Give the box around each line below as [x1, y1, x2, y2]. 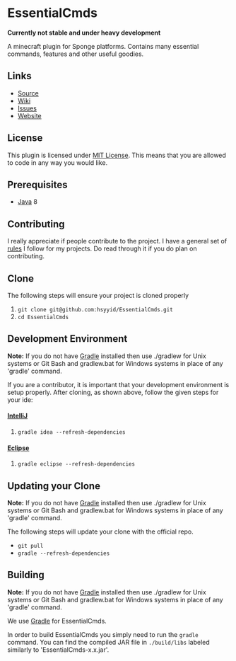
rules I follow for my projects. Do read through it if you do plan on [7, 244, 197, 253]
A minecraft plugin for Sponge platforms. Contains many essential [7, 42, 199, 50]
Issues [17, 104, 37, 113]
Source [17, 88, 39, 97]
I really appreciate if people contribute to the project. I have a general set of [7, 237, 228, 246]
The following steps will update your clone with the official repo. [7, 527, 194, 536]
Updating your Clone [7, 480, 101, 492]
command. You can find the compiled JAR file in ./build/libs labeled [7, 638, 210, 646]
